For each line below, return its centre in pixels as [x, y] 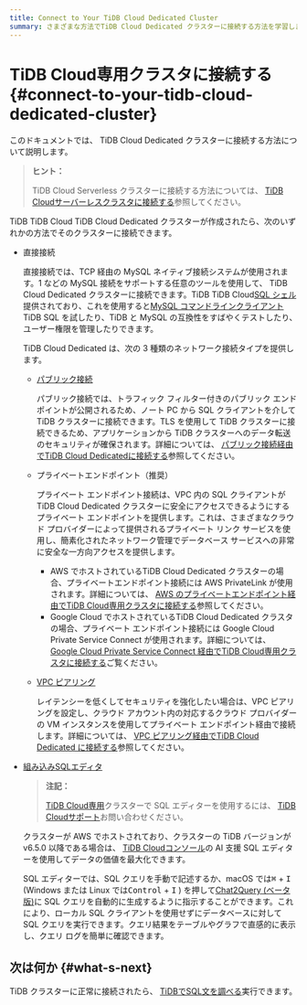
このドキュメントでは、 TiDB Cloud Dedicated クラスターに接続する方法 [145, 140]
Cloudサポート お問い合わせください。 [117, 817]
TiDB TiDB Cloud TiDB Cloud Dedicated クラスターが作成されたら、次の [145, 221]
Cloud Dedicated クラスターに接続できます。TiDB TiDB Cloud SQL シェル [159, 294]
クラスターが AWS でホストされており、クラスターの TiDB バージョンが [157, 837]
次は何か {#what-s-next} [81, 967]
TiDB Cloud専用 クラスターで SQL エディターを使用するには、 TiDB [171, 806]
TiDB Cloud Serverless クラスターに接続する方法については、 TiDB [158, 191]
